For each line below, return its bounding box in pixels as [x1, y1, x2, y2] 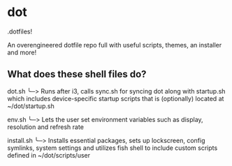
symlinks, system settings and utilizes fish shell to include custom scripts [7, 144, 218, 152]
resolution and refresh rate [7, 123, 84, 131]
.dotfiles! [7, 27, 33, 36]
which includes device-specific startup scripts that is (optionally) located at [7, 94, 224, 103]
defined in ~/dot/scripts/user [7, 151, 91, 159]
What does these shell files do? [7, 68, 147, 80]
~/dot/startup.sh [7, 102, 55, 110]
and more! [7, 48, 37, 56]
